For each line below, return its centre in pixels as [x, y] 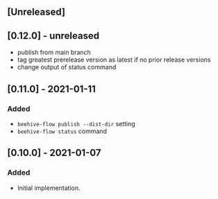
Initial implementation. [49, 188]
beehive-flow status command [62, 131]
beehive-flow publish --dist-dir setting [76, 123]
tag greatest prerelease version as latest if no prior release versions [114, 60]
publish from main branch [54, 53]
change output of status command [67, 67]
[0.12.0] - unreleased [53, 36]
